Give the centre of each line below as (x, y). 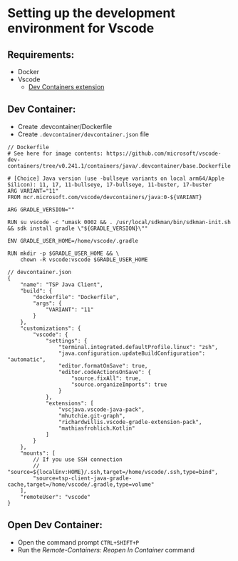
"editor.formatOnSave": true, (103, 365)
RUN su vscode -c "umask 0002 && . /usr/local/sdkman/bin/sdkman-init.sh (119, 222)
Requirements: (41, 55)
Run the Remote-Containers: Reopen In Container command (106, 550)
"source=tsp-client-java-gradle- (83, 478)
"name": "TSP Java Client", (62, 284)
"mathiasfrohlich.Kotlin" (97, 428)
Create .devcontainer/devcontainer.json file (83, 134)
